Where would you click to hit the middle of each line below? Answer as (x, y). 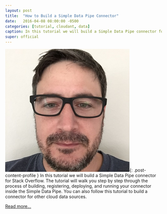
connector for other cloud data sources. (46, 197)
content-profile (21, 175)
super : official (22, 37)
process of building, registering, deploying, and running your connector (78, 186)
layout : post (19, 10)
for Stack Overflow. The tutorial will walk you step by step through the (77, 181)
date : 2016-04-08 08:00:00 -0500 (42, 21)
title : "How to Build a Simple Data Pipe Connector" (62, 16)
